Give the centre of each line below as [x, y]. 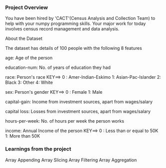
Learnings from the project [38, 149]
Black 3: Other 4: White [29, 83]
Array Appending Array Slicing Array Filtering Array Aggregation [71, 160]
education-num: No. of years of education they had [58, 68]
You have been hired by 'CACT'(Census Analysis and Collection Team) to [80, 18]
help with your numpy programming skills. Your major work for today [76, 23]
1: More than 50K [23, 136]
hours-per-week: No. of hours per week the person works [65, 121]
